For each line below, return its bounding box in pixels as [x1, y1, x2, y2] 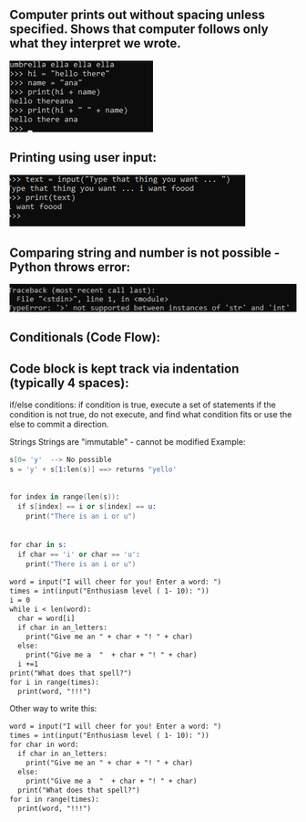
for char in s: [9, 541, 67, 550]
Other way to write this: [9, 702, 97, 713]
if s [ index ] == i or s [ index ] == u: [17, 501, 157, 511]
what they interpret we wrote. [9, 36, 182, 51]
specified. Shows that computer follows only [9, 22, 269, 37]
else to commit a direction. [9, 419, 109, 430]
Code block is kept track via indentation [9, 361, 240, 376]
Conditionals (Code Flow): [9, 330, 161, 345]
